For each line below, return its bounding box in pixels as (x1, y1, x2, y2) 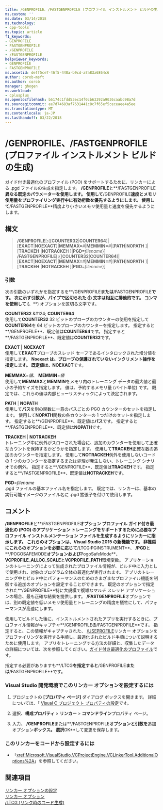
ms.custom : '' (5, 12, 34, 16)
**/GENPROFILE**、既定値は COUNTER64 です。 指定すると (5, 328, 125, 334)
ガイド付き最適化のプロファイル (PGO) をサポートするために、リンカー (5, 179, 147, 185)
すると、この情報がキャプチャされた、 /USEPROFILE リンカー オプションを (9, 628, 158, 634)
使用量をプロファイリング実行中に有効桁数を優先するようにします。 (5, 197, 141, 203)
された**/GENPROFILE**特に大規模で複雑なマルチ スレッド (5, 587, 125, 593)
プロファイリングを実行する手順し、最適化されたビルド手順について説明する (5, 634, 158, 640)
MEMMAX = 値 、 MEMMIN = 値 (5, 372, 65, 378)
